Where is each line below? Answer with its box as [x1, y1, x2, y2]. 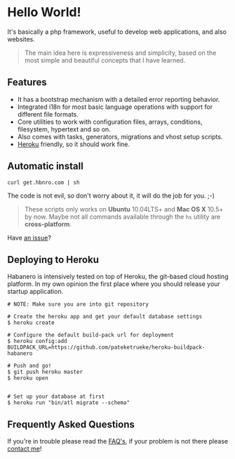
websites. [7, 34, 35, 43]
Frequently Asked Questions [7, 418, 135, 430]
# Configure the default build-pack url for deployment [7, 332, 174, 339]
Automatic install [7, 160, 84, 172]
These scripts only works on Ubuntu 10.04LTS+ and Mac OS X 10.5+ [24, 205, 224, 213]
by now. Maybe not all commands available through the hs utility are [24, 212, 221, 221]
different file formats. [17, 110, 79, 118]
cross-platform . [24, 219, 72, 228]
